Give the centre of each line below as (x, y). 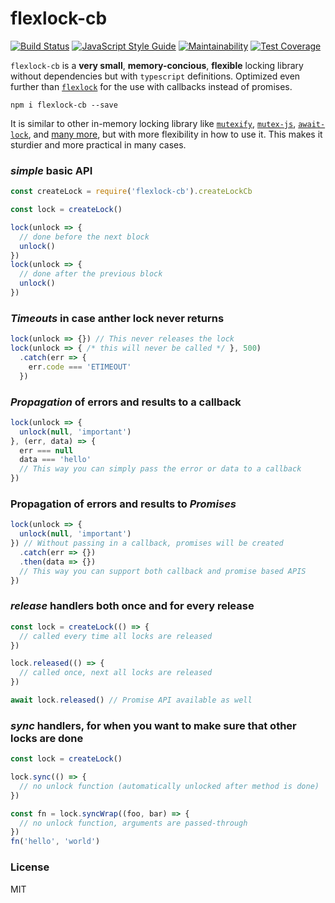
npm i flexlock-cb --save (64, 105)
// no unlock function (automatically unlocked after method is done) (169, 786)
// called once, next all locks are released (116, 673)
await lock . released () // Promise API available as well (131, 700)
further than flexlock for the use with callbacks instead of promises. (151, 86)
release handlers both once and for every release (132, 606)
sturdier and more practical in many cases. (98, 144)
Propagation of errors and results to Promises (123, 504)
